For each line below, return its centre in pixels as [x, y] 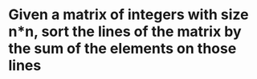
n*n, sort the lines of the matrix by [125, 32]
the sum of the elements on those [122, 49]
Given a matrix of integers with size [128, 15]
